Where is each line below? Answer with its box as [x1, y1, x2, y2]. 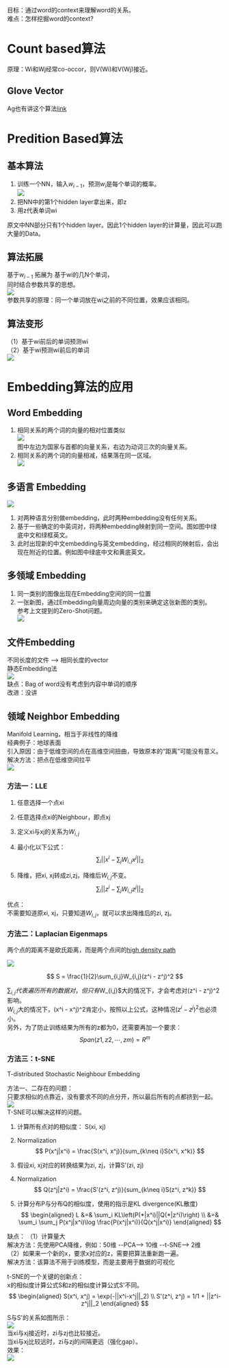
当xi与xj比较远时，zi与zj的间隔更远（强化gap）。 [7, 1338, 142, 1346]
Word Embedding [7, 407, 83, 419]
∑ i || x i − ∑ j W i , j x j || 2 [96, 854, 144, 865]
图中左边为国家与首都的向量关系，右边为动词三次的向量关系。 [16, 443, 191, 451]
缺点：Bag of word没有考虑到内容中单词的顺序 [7, 680, 138, 688]
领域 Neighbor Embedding [7, 710, 120, 722]
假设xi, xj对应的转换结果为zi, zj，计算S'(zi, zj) [16, 1161, 144, 1169]
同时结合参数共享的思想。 [7, 280, 79, 289]
